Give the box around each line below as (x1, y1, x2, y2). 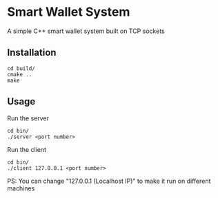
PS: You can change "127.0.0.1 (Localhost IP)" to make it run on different (7, 177, 211, 185)
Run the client (7, 145, 47, 153)
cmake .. (7, 71, 32, 78)
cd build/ (7, 65, 36, 72)
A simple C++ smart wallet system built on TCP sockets (7, 27, 165, 35)
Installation (7, 47, 57, 58)
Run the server (7, 114, 50, 122)
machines (7, 184, 35, 192)
